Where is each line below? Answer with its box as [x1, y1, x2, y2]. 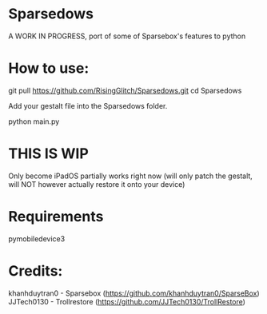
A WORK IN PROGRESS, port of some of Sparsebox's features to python [8, 31, 246, 41]
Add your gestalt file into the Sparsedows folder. [8, 101, 168, 110]
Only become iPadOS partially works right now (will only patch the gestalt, [8, 171, 253, 181]
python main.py [8, 117, 60, 126]
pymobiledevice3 [8, 233, 66, 244]
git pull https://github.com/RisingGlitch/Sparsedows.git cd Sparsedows [8, 85, 242, 95]
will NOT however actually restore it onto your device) [8, 179, 185, 189]
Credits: [8, 261, 63, 280]
